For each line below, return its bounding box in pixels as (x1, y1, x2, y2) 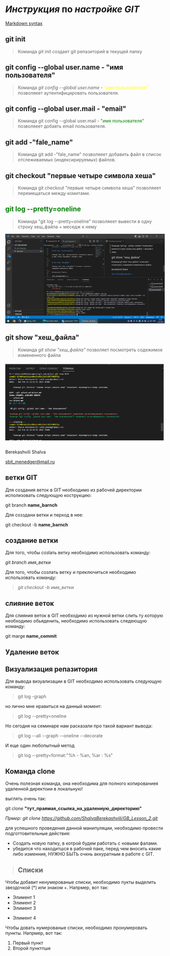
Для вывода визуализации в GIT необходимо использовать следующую (5, 678, 162, 684)
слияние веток (5, 599, 54, 608)
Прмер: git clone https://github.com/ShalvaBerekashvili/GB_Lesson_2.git (5, 815, 158, 821)
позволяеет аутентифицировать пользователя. (17, 90, 119, 96)
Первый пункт (12, 940, 44, 946)
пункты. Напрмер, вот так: (5, 930, 62, 936)
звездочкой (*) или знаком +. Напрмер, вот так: (5, 885, 109, 891)
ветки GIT (5, 473, 38, 482)
